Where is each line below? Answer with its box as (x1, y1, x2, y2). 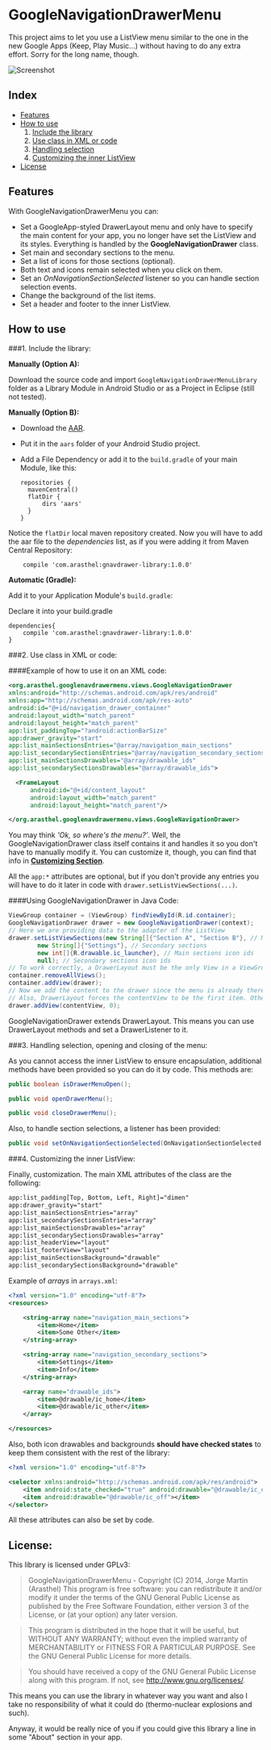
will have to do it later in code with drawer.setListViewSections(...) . (8, 880, 238, 890)
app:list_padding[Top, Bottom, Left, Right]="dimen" (8, 1194, 190, 1202)
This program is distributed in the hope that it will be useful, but (27, 1626, 240, 1635)
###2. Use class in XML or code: (8, 650, 118, 660)
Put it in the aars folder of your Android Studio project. (19, 439, 201, 449)
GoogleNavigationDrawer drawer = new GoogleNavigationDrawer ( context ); (8, 919, 254, 927)
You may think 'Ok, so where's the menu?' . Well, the (8, 830, 181, 840)
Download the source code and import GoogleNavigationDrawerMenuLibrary (8, 375, 258, 385)
